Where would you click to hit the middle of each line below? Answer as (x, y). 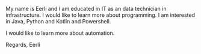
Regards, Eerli (23, 45)
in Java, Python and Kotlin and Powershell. (58, 21)
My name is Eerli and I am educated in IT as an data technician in (86, 9)
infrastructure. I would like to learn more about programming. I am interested (100, 15)
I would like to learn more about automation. (60, 33)
